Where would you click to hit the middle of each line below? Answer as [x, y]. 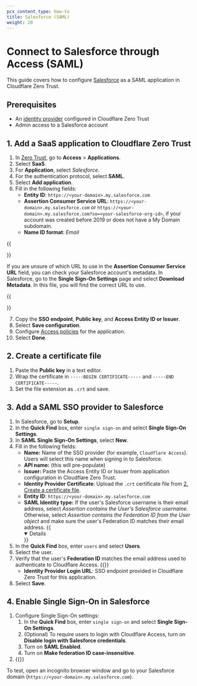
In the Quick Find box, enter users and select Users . [78, 546]
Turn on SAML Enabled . [53, 647]
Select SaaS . [30, 163]
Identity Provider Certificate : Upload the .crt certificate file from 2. [106, 483]
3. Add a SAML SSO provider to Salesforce [85, 407]
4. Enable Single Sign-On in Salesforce [78, 601]
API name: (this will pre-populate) [65, 465]
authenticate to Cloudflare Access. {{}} [62, 564]
